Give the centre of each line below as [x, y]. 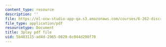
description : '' [22, 14]
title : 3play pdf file [28, 32]
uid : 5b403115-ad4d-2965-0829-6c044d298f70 [51, 37]
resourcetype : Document [30, 28]
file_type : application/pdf [34, 23]
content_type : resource [30, 10]
